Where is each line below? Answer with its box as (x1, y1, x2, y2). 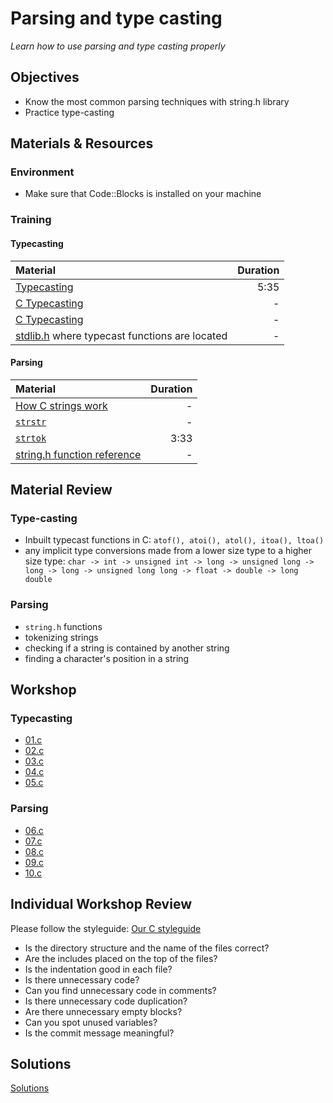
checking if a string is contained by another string (24, 642, 230, 654)
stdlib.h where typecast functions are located (15, 328, 228, 342)
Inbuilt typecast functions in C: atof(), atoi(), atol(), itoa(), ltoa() (24, 534, 325, 546)
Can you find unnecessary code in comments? (24, 984, 217, 996)
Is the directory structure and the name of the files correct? (24, 942, 270, 954)
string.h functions (24, 620, 103, 632)
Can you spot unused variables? (24, 1016, 158, 1028)
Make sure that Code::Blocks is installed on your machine (24, 188, 262, 200)
